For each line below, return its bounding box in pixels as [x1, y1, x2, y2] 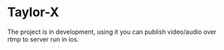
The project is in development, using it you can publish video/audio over [7, 27, 217, 36]
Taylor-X [7, 4, 60, 20]
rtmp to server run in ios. [7, 35, 80, 43]
